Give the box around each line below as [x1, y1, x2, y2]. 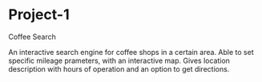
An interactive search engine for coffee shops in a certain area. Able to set [8, 47, 254, 57]
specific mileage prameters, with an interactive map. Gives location [8, 56, 231, 65]
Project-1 [8, 6, 70, 24]
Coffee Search [8, 32, 56, 41]
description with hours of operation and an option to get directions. [8, 64, 230, 73]
